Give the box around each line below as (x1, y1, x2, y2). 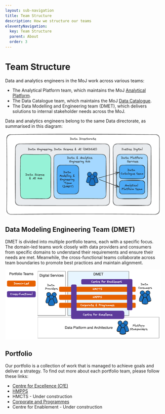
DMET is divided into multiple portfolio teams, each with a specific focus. (5, 238, 154, 245)
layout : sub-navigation (5, 8, 54, 13)
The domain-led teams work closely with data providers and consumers (5, 244, 152, 250)
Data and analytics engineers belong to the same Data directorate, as (5, 118, 146, 124)
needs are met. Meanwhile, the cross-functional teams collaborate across (5, 254, 156, 260)
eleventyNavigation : (5, 24, 48, 29)
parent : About (9, 34, 39, 39)
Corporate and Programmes (12, 399, 70, 405)
